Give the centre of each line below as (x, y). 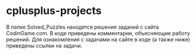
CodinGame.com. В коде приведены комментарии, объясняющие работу (98, 33)
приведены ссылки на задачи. (44, 46)
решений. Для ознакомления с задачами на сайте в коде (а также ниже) (98, 39)
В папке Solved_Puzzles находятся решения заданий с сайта (83, 27)
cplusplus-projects (54, 11)
